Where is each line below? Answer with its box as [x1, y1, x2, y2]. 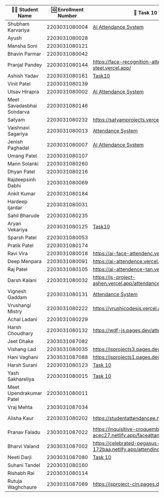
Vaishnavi [7, 124, 30, 131]
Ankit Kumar [7, 190, 36, 197]
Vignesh [7, 288, 27, 294]
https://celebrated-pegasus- [92, 440, 160, 446]
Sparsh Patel [7, 234, 37, 241]
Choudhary [7, 330, 33, 336]
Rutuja [7, 478, 22, 484]
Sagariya [7, 130, 28, 137]
